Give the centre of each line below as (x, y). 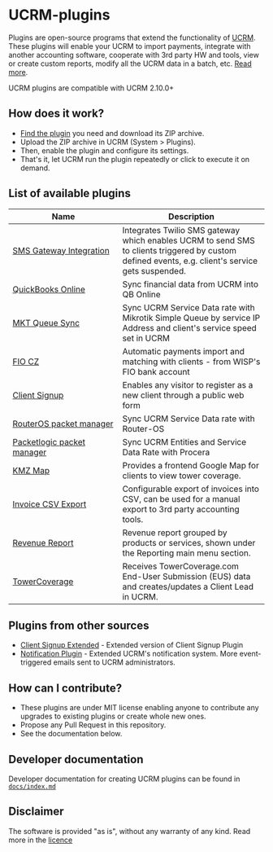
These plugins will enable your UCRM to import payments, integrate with (130, 46)
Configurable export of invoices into (191, 489)
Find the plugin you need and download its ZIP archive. (112, 133)
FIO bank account (156, 371)
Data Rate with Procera (166, 452)
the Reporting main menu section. (186, 553)
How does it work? (56, 114)
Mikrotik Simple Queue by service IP (191, 318)
